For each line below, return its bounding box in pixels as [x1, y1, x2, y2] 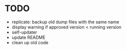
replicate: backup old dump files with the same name [11, 19, 120, 25]
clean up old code [11, 39, 49, 45]
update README [11, 34, 45, 40]
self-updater [11, 29, 37, 35]
